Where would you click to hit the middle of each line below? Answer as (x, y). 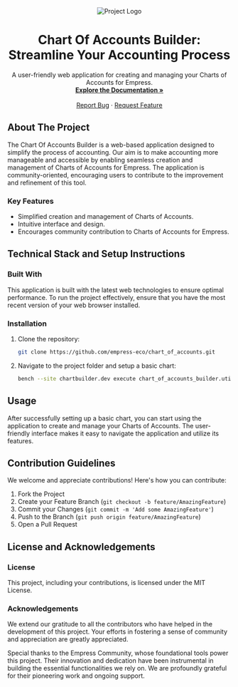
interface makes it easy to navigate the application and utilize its (125, 433)
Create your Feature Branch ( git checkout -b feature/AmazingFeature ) (122, 502)
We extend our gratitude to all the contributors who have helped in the (110, 624)
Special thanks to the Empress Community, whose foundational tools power (118, 653)
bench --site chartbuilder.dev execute (77, 378)
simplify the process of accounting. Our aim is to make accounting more (113, 152)
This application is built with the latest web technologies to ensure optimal (115, 290)
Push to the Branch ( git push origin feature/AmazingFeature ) (109, 517)
